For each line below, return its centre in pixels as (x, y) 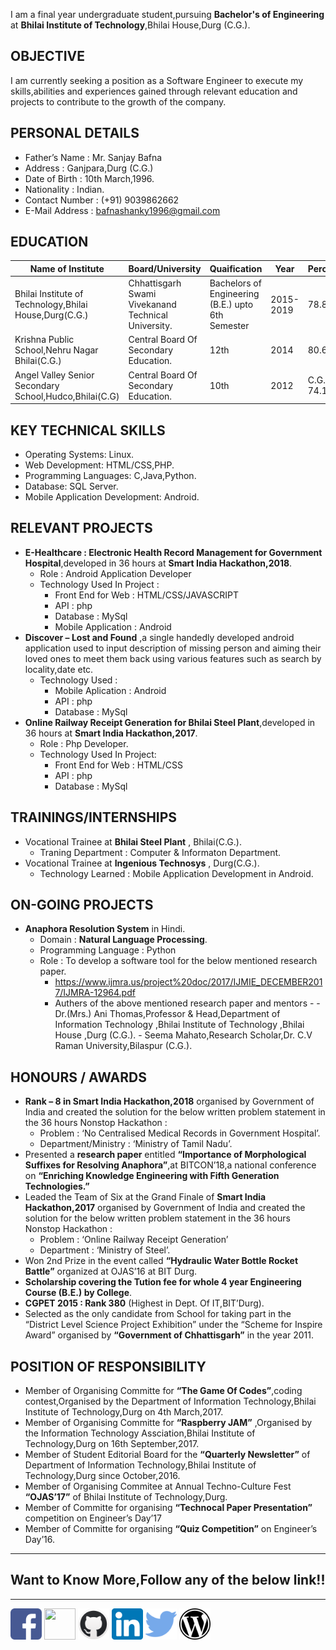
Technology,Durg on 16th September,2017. (112, 1444)
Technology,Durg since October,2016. (102, 1476)
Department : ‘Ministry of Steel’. (105, 1250)
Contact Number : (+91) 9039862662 (102, 200)
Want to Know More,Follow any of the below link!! (168, 1580)
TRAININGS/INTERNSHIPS (94, 817)
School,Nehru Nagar (56, 350)
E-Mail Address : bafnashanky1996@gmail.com (122, 210)
